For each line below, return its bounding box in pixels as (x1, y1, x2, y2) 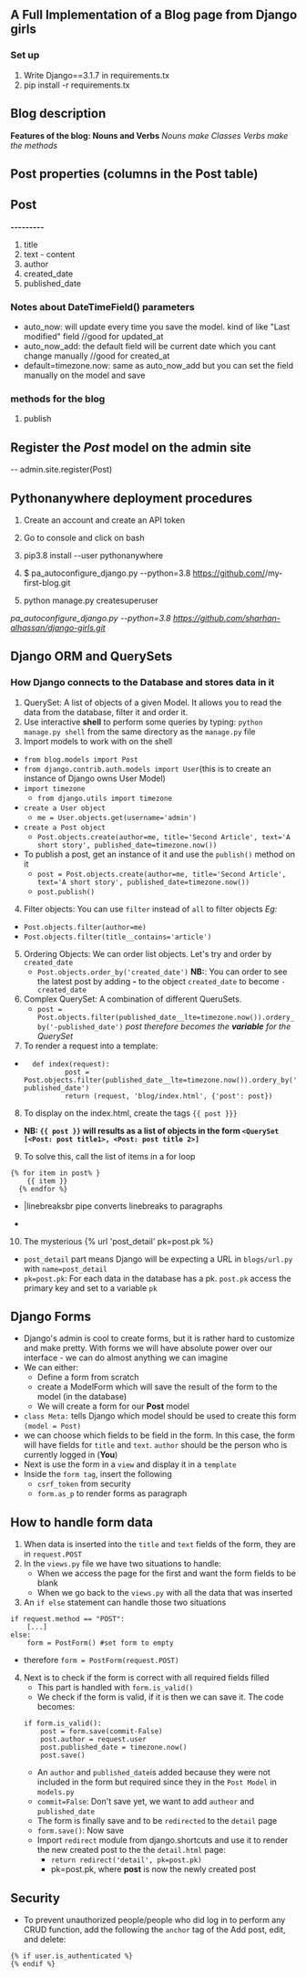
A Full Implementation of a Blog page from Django (10, 7, 298, 23)
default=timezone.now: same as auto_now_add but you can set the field (23, 360, 294, 370)
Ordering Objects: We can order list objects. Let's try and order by (23, 948, 272, 959)
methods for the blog (10, 392, 106, 405)
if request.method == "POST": (10, 1615, 126, 1624)
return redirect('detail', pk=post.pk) (50, 1856, 203, 1865)
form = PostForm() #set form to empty (26, 1639, 174, 1648)
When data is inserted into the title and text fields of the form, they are (23, 1539, 297, 1550)
